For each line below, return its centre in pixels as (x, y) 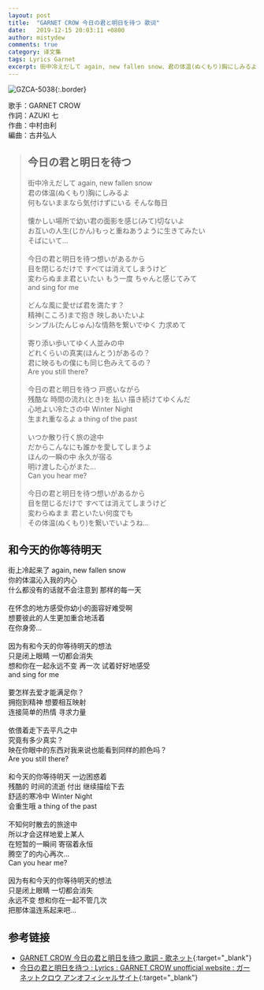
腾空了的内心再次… (39, 854)
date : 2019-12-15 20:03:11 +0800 (67, 30)
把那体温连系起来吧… (43, 910)
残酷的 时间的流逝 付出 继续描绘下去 (66, 787)
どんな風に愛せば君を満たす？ (76, 305)
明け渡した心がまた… (61, 467)
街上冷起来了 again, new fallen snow (67, 570)
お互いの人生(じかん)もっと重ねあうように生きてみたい (117, 230)
